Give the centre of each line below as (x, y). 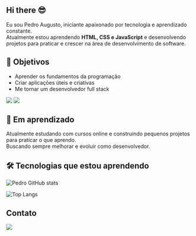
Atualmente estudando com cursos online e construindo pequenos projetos (98, 134)
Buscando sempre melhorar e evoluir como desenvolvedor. (78, 146)
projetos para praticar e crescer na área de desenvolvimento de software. (96, 43)
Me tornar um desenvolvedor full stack (62, 89)
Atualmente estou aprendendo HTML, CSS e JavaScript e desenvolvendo (96, 37)
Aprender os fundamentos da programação (68, 76)
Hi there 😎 (26, 10)
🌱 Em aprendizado (40, 120)
